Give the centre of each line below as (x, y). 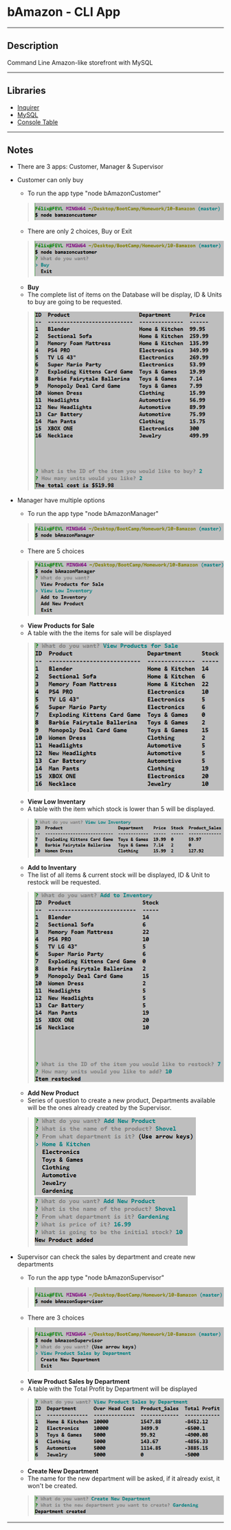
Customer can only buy (50, 180)
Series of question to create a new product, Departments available (121, 1100)
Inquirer (28, 107)
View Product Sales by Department (78, 1381)
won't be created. (52, 1486)
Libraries (26, 91)
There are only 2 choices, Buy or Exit (80, 231)
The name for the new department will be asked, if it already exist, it (123, 1478)
